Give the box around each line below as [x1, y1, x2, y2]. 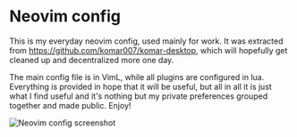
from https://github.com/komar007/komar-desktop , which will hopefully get [9, 44, 288, 55]
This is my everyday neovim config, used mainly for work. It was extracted [9, 36, 284, 46]
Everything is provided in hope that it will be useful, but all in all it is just [9, 81, 273, 92]
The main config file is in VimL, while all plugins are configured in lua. [9, 71, 265, 82]
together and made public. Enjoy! [9, 100, 132, 110]
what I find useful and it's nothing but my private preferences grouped [9, 91, 268, 101]
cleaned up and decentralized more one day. [9, 54, 174, 65]
